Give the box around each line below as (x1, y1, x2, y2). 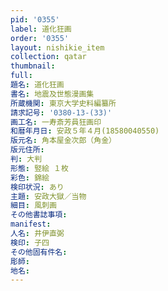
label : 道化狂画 (10, 24, 72, 34)
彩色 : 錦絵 (10, 172, 50, 183)
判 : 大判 (10, 154, 43, 164)
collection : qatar (10, 52, 87, 62)
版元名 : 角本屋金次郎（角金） (10, 136, 117, 146)
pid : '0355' (10, 14, 60, 25)
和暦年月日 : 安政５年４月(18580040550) (10, 126, 160, 136)
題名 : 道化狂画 (10, 80, 65, 90)
